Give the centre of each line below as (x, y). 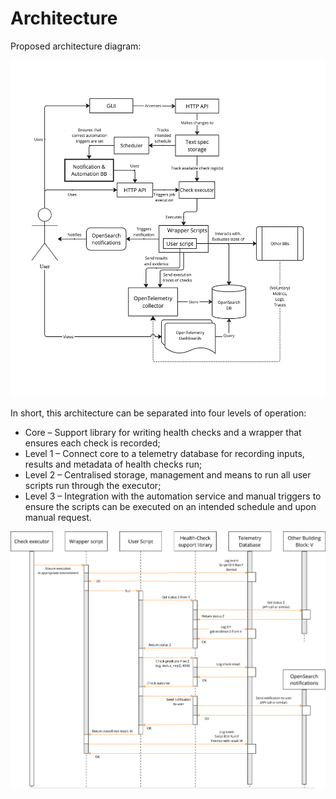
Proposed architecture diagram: (76, 46)
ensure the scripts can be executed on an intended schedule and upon (170, 507)
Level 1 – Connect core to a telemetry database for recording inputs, (164, 454)
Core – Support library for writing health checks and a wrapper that (163, 433)
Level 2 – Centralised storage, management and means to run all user (168, 475)
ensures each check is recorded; (92, 443)
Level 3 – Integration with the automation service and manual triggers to (173, 496)
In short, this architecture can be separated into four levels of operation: (158, 413)
